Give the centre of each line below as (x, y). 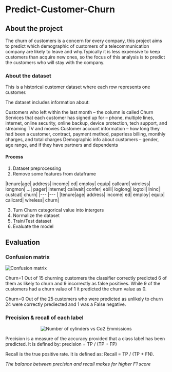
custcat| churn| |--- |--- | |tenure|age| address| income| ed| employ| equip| (85, 194)
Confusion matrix (27, 257)
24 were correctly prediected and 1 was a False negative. (66, 304)
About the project (34, 28)
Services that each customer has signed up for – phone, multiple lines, (80, 118)
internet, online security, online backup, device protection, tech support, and (86, 123)
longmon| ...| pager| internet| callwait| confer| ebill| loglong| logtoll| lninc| (83, 189)
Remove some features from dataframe (54, 173)
